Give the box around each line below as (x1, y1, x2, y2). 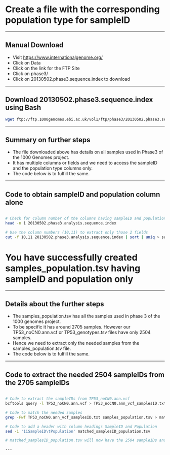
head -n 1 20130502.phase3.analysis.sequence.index (5, 220, 116, 225)
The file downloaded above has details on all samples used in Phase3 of (12, 149, 163, 155)
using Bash (5, 103, 41, 112)
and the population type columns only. (12, 165, 93, 171)
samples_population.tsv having (5, 263, 141, 274)
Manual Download (5, 41, 64, 49)
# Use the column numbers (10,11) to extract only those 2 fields (5, 230, 148, 235)
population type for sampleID (5, 14, 131, 26)
